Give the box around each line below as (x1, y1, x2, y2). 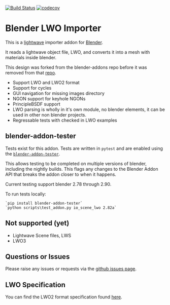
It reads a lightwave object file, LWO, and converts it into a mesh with (5, 49, 150, 55)
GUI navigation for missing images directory (12, 90, 105, 96)
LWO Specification (5, 280, 66, 289)
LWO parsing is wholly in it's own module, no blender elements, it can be (12, 106, 165, 112)
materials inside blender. (5, 54, 57, 60)
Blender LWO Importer (5, 23, 101, 34)
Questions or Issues (5, 252, 70, 261)
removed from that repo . (5, 69, 57, 75)
